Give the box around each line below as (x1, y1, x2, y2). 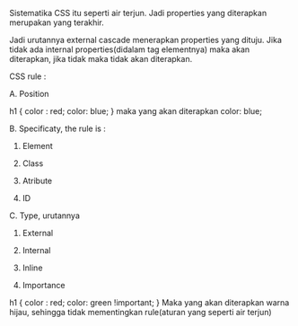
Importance (22, 280, 66, 290)
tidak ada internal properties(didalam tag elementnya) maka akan (9, 44, 250, 55)
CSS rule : (9, 71, 47, 82)
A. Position (9, 89, 49, 99)
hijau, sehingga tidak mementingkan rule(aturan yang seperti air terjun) (9, 307, 272, 317)
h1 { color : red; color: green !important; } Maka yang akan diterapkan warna (9, 297, 290, 308)
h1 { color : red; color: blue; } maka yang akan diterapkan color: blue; (9, 106, 263, 116)
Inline (22, 262, 43, 273)
